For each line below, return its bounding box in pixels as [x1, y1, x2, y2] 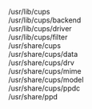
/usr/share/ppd [8, 92, 58, 101]
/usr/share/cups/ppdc [8, 83, 81, 93]
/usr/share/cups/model [8, 75, 84, 84]
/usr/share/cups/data [8, 50, 78, 59]
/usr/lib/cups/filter [8, 32, 68, 42]
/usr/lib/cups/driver [8, 24, 72, 33]
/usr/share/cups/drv [8, 58, 74, 67]
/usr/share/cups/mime [8, 67, 82, 75]
